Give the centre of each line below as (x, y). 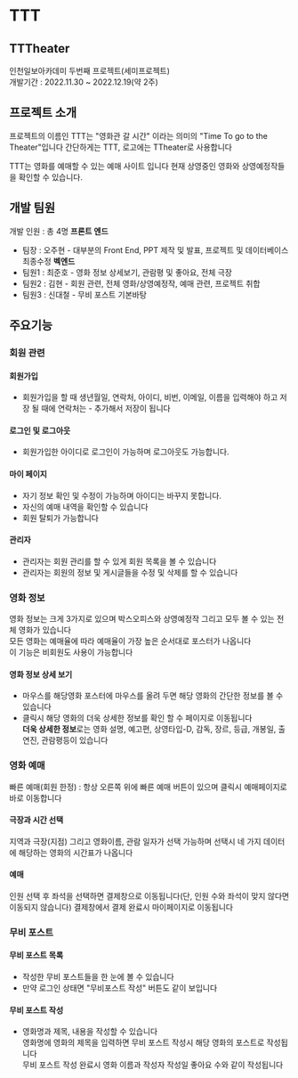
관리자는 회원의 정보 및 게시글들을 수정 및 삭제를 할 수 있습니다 (130, 572)
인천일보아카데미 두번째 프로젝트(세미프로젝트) (90, 71)
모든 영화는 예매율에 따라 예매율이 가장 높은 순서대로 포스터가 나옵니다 (130, 641)
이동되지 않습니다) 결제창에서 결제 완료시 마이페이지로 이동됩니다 (121, 907)
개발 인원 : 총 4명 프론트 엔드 (59, 231)
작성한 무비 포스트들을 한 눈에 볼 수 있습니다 (98, 977)
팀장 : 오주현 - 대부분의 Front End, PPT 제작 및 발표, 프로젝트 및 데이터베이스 (155, 249)
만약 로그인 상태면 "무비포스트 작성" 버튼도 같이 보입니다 (120, 988)
